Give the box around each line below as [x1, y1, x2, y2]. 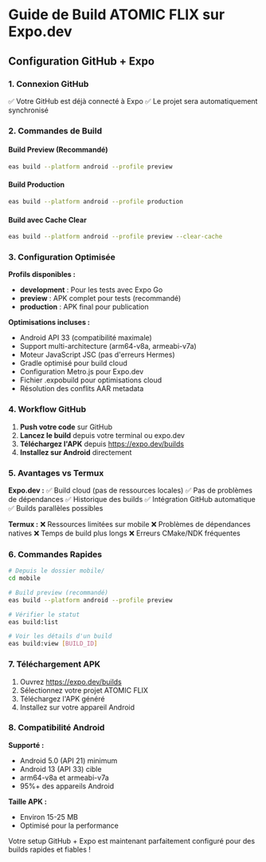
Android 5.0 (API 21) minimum [19, 756, 118, 765]
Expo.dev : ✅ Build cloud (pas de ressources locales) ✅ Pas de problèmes [8, 485, 253, 495]
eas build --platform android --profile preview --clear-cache [8, 233, 223, 241]
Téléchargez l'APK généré [19, 694, 105, 703]
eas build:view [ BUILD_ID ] [8, 640, 98, 648]
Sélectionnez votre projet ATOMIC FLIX [19, 685, 149, 695]
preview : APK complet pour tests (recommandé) [19, 294, 182, 303]
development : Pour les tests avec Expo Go [19, 285, 163, 295]
